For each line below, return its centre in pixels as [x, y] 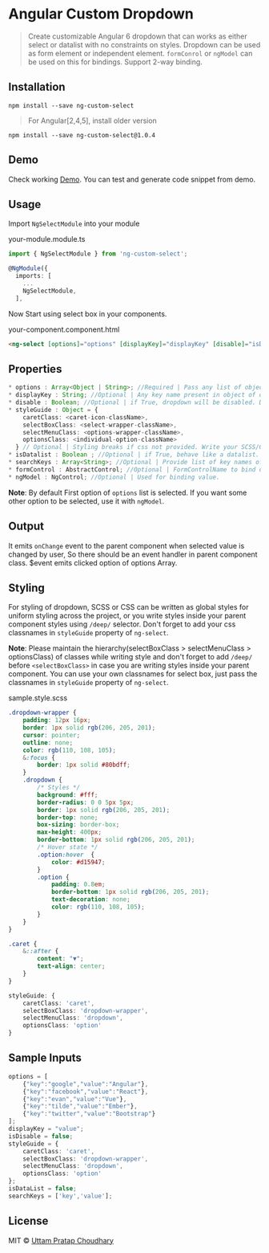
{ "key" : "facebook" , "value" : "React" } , [86, 1092]
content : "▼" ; [60, 959]
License [28, 1221]
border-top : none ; [68, 817]
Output [26, 527]
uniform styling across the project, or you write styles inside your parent [127, 616]
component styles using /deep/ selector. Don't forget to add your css [122, 624]
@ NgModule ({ [28, 269]
